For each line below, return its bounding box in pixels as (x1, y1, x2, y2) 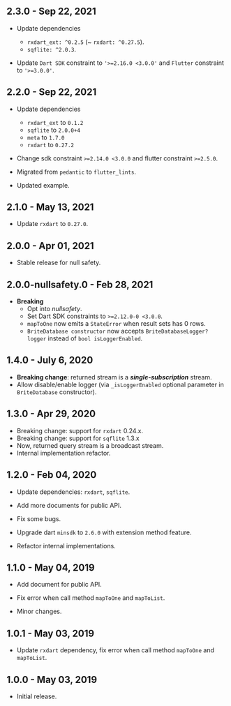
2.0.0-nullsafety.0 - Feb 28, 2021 (6, 278, 154, 290)
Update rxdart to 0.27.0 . (16, 220, 89, 228)
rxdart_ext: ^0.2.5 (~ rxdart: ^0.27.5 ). (27, 38, 144, 46)
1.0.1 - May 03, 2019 (6, 627, 95, 639)
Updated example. (16, 181, 70, 189)
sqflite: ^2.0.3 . (27, 45, 77, 53)
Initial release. (16, 692, 57, 700)
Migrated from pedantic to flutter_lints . (16, 167, 137, 176)
